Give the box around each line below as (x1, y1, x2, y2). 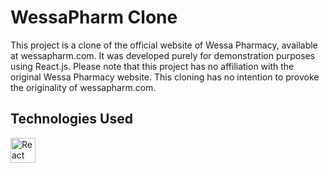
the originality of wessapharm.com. (10, 81, 157, 93)
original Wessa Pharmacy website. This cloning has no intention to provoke (10, 71, 320, 83)
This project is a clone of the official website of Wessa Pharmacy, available (10, 39, 318, 51)
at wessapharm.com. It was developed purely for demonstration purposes (10, 49, 316, 61)
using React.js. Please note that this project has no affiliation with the (10, 60, 295, 72)
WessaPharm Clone (10, 6, 178, 29)
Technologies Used (10, 111, 133, 128)
